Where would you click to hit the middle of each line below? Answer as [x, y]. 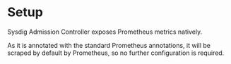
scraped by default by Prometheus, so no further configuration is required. [116, 53]
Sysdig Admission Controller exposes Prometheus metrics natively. [105, 32]
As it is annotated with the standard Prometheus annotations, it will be [109, 45]
